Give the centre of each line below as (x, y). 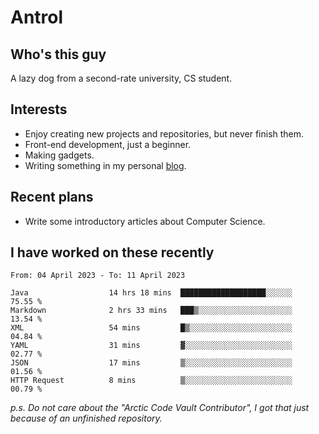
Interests (39, 109)
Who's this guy (58, 54)
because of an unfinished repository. (86, 418)
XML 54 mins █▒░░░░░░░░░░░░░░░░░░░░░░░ (151, 328)
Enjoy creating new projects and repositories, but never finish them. (164, 133)
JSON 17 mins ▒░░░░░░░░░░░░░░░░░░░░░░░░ (151, 363)
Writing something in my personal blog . (105, 165)
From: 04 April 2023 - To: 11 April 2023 (98, 276)
